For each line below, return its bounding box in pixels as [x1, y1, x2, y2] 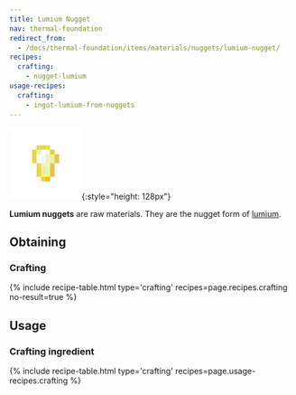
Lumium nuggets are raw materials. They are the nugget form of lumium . [9, 208, 282, 219]
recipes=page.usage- [175, 365, 256, 376]
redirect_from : [9, 33, 67, 42]
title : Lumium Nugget [9, 14, 91, 24]
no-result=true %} [9, 292, 78, 303]
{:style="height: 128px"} [81, 191, 171, 202]
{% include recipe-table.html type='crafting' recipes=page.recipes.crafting [9, 282, 288, 293]
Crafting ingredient [9, 344, 95, 357]
